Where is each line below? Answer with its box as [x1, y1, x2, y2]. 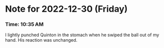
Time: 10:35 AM [5, 21, 44, 28]
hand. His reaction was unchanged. [5, 37, 78, 43]
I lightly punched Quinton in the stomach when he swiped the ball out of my [5, 32, 160, 38]
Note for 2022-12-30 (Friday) [5, 3, 128, 15]
